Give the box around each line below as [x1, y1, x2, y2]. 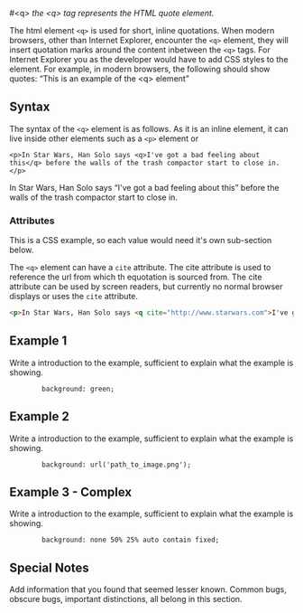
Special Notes [9, 560, 90, 575]
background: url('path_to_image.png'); [41, 460, 192, 469]
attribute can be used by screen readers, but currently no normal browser [9, 281, 283, 292]
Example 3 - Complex [9, 485, 133, 500]
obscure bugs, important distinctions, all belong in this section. [9, 594, 243, 605]
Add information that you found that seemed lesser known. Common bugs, [9, 584, 287, 595]
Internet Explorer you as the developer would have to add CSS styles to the [9, 54, 289, 64]
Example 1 [9, 334, 68, 349]
